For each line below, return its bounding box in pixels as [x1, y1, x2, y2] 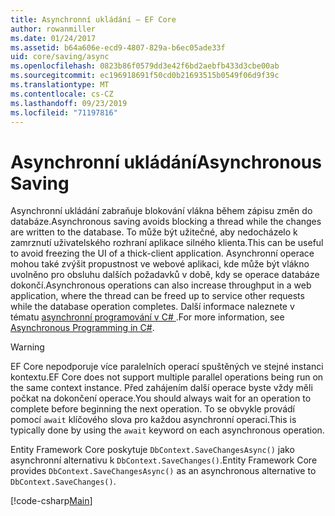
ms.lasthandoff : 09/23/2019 [10, 98, 128, 108]
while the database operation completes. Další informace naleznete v [10, 301, 295, 313]
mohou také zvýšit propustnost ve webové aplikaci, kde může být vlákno [10, 258, 310, 270]
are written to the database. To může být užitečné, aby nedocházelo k [10, 226, 298, 238]
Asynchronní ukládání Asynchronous [10, 151, 322, 173]
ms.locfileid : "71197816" [10, 107, 118, 118]
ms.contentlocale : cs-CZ [10, 89, 114, 99]
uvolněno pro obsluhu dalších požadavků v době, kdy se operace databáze [10, 269, 320, 281]
